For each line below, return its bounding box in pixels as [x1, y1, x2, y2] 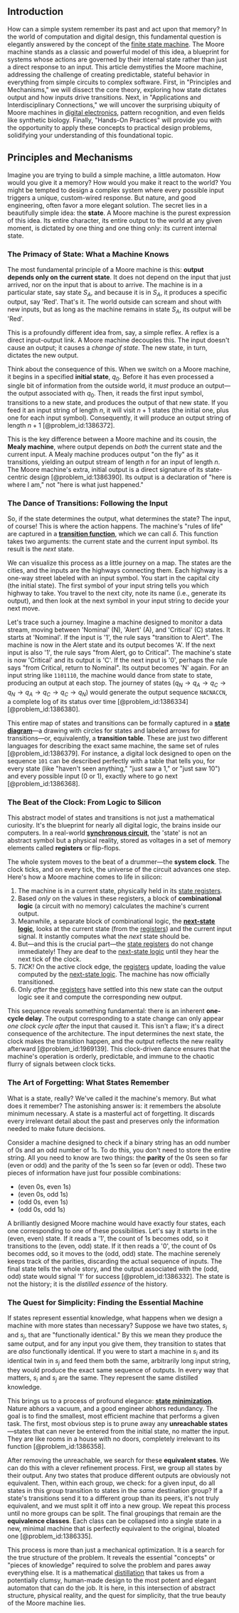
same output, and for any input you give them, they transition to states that [7, 1340, 226, 1348]
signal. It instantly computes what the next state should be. [17, 932, 191, 941]
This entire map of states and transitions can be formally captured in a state [7, 719, 230, 727]
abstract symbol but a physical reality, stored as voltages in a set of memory [7, 836, 231, 845]
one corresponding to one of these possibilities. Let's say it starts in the [7, 1226, 217, 1235]
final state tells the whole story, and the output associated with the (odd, [7, 1264, 219, 1273]
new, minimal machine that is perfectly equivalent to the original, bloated [7, 1524, 220, 1532]
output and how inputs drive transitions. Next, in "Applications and [7, 93, 201, 101]
